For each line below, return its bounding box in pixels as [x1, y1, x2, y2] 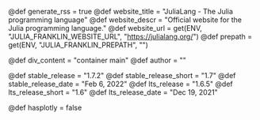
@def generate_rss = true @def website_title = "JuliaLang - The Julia [8, 7, 234, 16]
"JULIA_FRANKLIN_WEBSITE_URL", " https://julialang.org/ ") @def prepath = [8, 32, 253, 41]
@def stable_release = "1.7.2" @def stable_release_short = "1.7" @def [8, 71, 236, 80]
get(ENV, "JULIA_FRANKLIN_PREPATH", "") [8, 40, 149, 50]
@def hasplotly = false [8, 103, 82, 112]
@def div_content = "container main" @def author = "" [8, 55, 186, 65]
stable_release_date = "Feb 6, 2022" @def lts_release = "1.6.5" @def [8, 79, 233, 88]
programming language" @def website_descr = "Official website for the [8, 15, 242, 24]
